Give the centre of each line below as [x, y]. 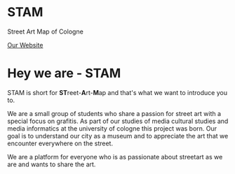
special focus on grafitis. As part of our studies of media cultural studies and [118, 121]
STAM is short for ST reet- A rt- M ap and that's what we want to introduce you [117, 92]
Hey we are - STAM [64, 73]
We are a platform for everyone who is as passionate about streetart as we [115, 157]
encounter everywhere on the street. [60, 143]
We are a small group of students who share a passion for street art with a [114, 113]
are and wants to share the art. [52, 164]
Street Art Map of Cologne [46, 31]
